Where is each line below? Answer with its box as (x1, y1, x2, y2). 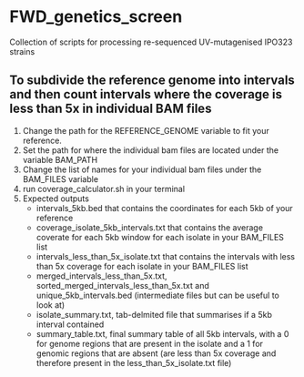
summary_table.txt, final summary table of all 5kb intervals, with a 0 (35, 328, 289, 339)
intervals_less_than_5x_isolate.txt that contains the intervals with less (35, 250, 296, 261)
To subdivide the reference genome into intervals (9, 73, 296, 88)
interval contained (35, 319, 105, 330)
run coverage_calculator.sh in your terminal (22, 183, 185, 194)
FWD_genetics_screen (9, 6, 183, 27)
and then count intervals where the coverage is (9, 87, 283, 102)
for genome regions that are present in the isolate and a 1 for (35, 338, 264, 349)
